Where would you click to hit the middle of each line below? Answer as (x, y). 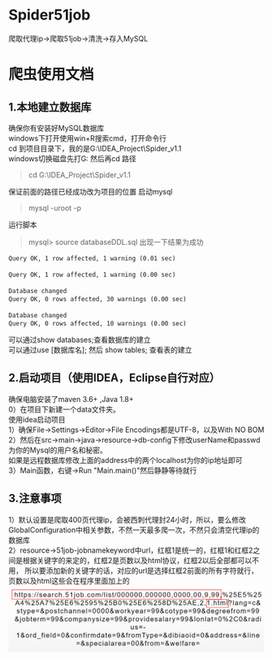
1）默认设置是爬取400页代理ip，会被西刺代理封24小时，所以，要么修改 (127, 519)
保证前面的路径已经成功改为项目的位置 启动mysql (91, 191)
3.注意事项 (35, 498)
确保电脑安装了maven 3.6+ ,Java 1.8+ (71, 399)
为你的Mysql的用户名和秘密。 (58, 450)
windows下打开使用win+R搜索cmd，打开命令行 (87, 138)
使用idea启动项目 (37, 419)
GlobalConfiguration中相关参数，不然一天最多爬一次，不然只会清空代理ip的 (134, 530)
